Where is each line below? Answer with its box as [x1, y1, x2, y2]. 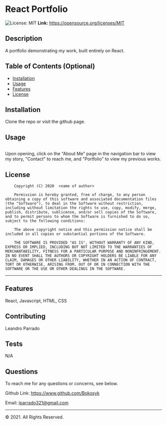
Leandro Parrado [5, 325, 40, 331]
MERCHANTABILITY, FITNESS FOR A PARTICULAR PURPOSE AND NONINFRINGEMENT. [5, 249, 162, 254]
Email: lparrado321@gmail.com [5, 400, 69, 406]
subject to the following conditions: [5, 218, 85, 223]
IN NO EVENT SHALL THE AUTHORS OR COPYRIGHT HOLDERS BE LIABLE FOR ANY [5, 253, 157, 258]
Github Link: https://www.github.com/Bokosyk [5, 390, 100, 396]
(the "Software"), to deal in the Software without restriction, [5, 201, 143, 206]
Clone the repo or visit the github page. [5, 118, 85, 125]
